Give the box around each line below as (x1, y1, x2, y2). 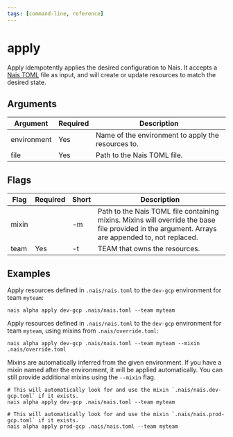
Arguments (7, 98, 58, 110)
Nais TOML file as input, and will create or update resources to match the (7, 70, 216, 79)
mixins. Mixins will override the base (97, 215, 216, 225)
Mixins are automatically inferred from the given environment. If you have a (7, 358, 222, 366)
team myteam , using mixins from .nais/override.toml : (7, 326, 159, 335)
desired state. (7, 78, 46, 86)
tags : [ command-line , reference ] (7, 10, 104, 17)
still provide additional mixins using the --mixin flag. (7, 373, 156, 381)
